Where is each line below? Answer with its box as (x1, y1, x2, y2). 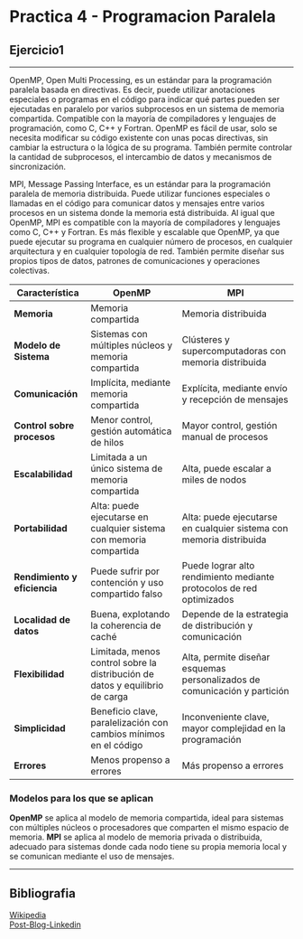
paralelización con (90, 717, 169, 728)
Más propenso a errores (181, 759, 284, 772)
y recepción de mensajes (181, 393, 289, 406)
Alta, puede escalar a (181, 463, 272, 474)
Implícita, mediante (90, 377, 171, 389)
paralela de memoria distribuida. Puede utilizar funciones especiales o (9, 188, 271, 199)
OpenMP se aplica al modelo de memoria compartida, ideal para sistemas (9, 812, 284, 823)
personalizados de (181, 673, 261, 686)
